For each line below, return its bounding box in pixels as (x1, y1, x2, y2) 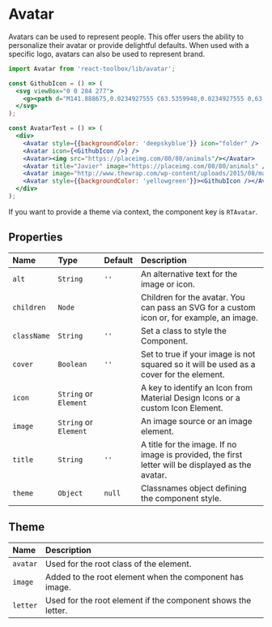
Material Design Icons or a (140, 391, 240, 403)
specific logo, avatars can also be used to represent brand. (8, 49, 206, 58)
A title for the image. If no (140, 439, 237, 450)
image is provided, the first (140, 448, 243, 460)
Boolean (57, 359, 87, 369)
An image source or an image (140, 415, 253, 426)
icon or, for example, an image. (140, 312, 259, 323)
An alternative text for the (140, 268, 238, 279)
